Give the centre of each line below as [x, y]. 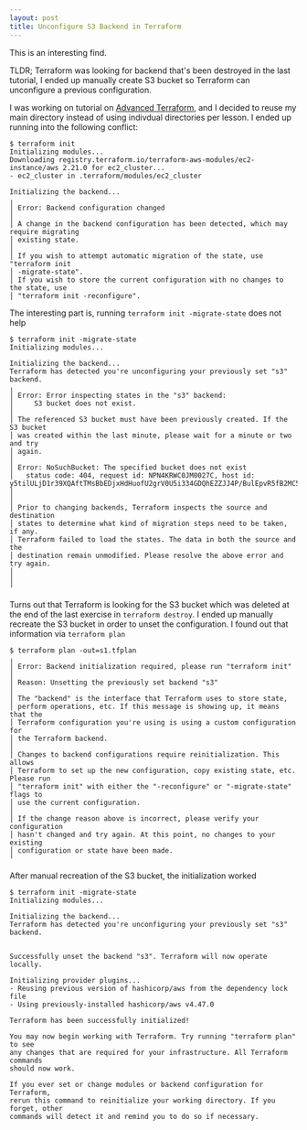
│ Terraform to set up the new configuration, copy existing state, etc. [153, 770]
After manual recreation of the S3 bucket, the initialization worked [133, 876]
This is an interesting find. [58, 52]
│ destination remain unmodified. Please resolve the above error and [147, 555]
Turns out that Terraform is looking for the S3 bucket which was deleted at [149, 604]
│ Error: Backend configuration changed [88, 208]
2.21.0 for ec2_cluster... [114, 167]
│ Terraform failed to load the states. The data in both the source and [153, 539]
